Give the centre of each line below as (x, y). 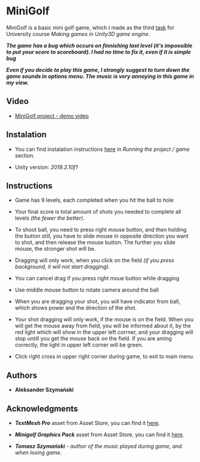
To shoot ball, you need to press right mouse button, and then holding (101, 230)
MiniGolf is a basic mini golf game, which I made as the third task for (90, 28)
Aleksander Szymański (44, 390)
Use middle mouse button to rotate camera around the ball (87, 290)
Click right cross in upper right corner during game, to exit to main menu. (104, 357)
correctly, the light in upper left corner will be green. (79, 345)
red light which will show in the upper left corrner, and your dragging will (104, 332)
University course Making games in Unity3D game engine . (78, 34)
